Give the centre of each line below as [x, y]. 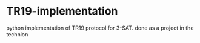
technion [17, 34]
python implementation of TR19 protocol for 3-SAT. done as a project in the [100, 28]
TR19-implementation [62, 11]
